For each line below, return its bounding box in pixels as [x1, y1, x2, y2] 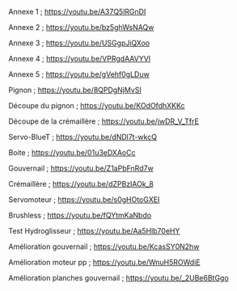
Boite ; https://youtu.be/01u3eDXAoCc [8, 148, 136, 157]
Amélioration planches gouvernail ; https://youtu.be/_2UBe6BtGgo [8, 273, 229, 282]
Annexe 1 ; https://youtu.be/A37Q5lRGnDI [8, 7, 146, 16]
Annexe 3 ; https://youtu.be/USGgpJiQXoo [8, 38, 150, 48]
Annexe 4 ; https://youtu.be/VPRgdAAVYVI [8, 54, 151, 63]
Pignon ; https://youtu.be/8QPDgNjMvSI [8, 85, 142, 95]
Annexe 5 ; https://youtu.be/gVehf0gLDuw [8, 70, 150, 79]
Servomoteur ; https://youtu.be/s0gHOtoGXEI [8, 195, 160, 205]
